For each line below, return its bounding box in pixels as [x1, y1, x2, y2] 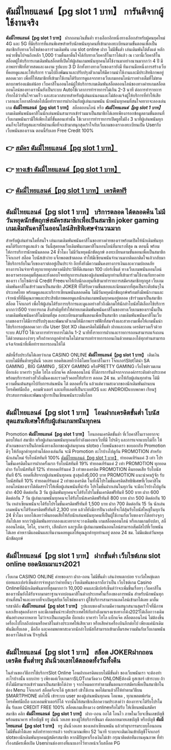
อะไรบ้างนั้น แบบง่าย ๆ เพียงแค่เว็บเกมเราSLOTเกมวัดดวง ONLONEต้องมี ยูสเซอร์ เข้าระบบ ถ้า [6, 675, 165, 681]
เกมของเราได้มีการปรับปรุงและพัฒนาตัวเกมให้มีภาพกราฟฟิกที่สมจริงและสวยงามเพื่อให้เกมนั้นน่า [6, 317, 163, 324]
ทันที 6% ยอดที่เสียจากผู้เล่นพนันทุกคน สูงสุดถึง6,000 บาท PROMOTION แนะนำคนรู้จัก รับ [6, 472, 164, 478]
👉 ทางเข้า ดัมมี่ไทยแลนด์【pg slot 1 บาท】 [6, 165, 121, 174]
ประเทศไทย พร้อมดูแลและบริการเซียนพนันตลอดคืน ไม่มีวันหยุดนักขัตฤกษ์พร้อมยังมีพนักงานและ [6, 289, 164, 295]
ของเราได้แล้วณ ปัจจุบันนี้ [6, 631, 48, 638]
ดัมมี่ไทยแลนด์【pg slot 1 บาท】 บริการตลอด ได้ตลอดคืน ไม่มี [6, 208, 165, 216]
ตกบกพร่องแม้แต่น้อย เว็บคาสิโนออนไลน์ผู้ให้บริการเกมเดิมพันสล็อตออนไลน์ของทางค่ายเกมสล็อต [6, 81, 166, 87]
